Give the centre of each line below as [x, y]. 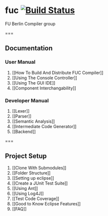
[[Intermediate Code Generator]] [44, 126]
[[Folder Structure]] [31, 173]
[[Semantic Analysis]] [33, 121]
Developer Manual [27, 101]
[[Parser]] [22, 116]
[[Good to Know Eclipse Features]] [46, 203]
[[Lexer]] [21, 111]
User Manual [20, 62]
